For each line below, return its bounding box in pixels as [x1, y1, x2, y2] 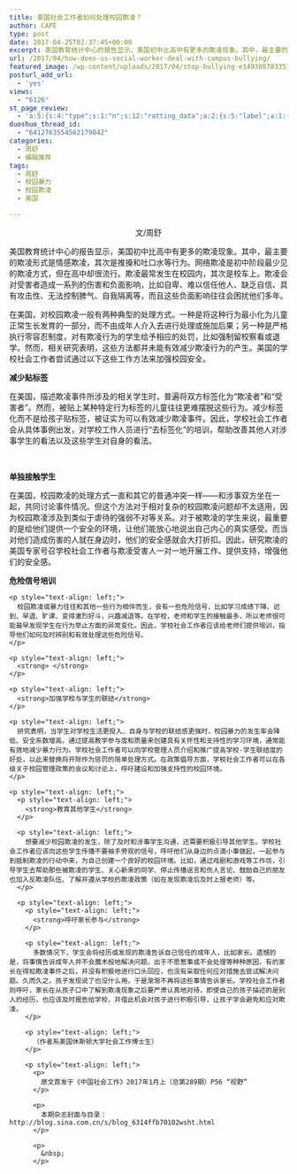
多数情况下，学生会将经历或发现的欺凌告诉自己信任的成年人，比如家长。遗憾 [32, 948, 270, 957]
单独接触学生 [9, 471, 56, 482]
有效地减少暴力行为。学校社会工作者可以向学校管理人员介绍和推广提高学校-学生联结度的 [9, 745, 283, 754]
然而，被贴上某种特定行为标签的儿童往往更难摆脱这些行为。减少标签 [35, 402, 285, 413]
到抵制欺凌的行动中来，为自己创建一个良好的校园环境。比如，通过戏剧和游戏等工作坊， [9, 856, 279, 865]
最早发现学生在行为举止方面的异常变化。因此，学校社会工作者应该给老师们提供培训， [15, 621, 279, 629]
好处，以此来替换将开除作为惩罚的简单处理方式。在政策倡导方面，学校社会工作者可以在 [9, 754, 279, 764]
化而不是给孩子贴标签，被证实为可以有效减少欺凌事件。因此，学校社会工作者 [9, 413, 288, 423]
